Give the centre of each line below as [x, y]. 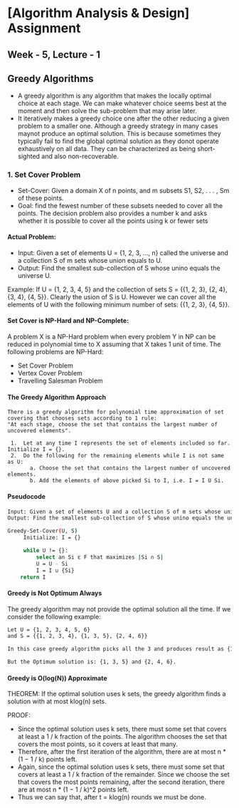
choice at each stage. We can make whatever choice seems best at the [122, 103]
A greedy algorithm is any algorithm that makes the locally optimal [115, 96]
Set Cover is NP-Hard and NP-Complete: [68, 321]
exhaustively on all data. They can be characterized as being [107, 149]
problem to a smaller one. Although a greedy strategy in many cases [118, 126]
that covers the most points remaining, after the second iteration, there [121, 782]
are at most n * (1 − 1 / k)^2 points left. [73, 789]
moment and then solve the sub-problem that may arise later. [107, 111]
